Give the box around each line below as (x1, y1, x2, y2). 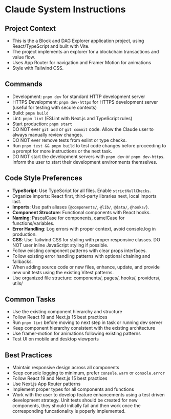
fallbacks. (12, 258, 33, 264)
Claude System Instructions (5, 4, 126, 15)
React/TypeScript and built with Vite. (12, 43, 90, 49)
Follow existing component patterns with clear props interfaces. (12, 247, 147, 254)
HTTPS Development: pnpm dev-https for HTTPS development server (12, 99, 158, 105)
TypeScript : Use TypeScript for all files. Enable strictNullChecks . (12, 187, 151, 194)
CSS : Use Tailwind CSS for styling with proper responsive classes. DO (12, 236, 161, 242)
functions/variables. (12, 220, 55, 226)
